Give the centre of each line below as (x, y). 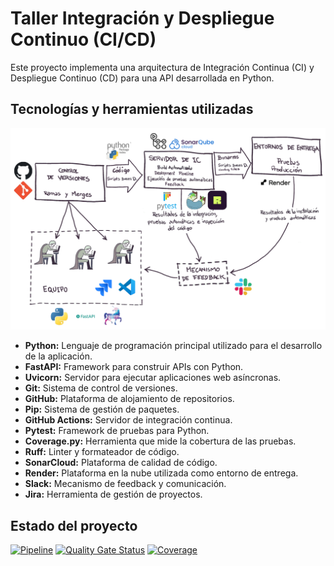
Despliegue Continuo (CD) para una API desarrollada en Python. (142, 78)
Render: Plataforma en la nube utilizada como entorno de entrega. (161, 473)
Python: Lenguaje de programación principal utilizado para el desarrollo (173, 346)
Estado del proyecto (74, 525)
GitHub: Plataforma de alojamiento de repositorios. (129, 399)
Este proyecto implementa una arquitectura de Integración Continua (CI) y (162, 67)
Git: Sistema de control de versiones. (101, 388)
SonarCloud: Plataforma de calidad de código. (121, 463)
